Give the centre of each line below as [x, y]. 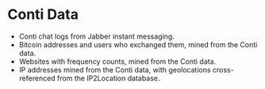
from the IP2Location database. [109, 78]
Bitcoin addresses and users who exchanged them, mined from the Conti [138, 44]
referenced [37, 78]
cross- [223, 69]
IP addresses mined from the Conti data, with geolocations [115, 69]
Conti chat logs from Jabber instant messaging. [97, 36]
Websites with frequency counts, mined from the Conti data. [117, 61]
